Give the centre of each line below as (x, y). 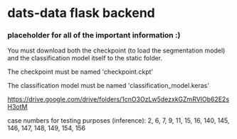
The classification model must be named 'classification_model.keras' (109, 86)
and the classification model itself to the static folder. (85, 58)
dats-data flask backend (81, 13)
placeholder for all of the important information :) (94, 35)
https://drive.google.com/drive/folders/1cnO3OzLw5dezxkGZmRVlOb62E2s (118, 99)
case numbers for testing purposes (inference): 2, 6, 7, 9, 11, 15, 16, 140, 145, (118, 121)
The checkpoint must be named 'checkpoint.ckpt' (80, 72)
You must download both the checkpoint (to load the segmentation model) (116, 50)
